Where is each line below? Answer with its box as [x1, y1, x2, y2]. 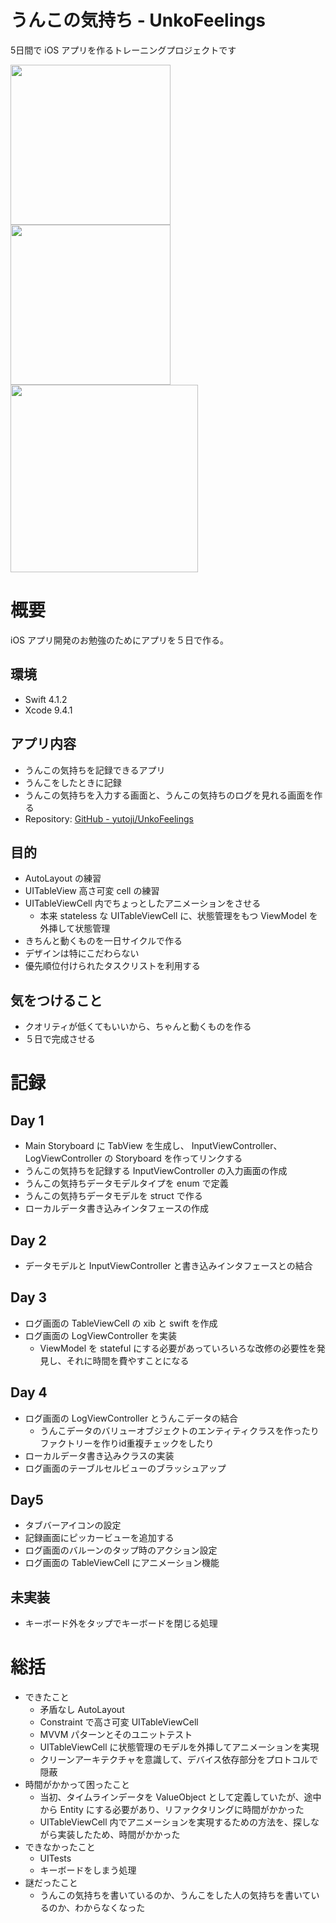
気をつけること [10, 992, 103, 1009]
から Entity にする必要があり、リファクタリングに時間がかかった [39, 1804, 305, 1816]
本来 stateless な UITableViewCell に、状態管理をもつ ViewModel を [39, 910, 318, 922]
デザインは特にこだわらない [24, 947, 140, 960]
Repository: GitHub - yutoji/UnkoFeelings [24, 812, 194, 825]
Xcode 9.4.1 [24, 704, 73, 716]
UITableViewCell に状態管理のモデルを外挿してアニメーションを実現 [39, 1741, 320, 1753]
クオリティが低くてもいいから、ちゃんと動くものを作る [24, 1021, 252, 1033]
